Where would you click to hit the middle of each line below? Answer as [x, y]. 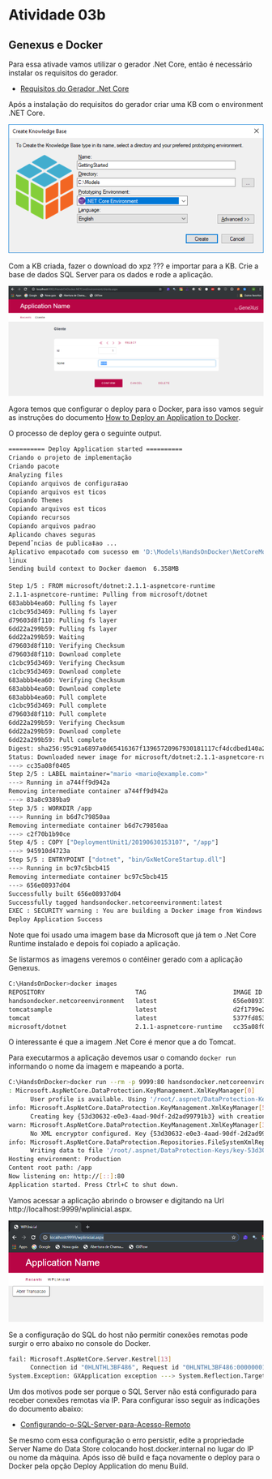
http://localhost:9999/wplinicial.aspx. [70, 1209]
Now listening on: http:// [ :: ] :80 [67, 1177]
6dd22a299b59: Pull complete [57, 739]
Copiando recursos [39, 518]
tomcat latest [83, 1018]
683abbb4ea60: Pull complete [57, 697]
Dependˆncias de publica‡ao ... [63, 543]
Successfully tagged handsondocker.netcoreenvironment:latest [115, 902]
